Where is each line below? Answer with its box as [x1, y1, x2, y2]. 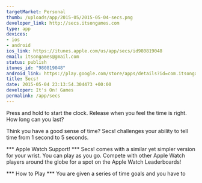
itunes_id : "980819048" [6, 64, 66, 71]
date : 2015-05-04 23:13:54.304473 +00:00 [6, 82, 112, 88]
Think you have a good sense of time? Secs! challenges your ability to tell [6, 127, 188, 134]
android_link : [6, 70, 42, 76]
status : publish [6, 59, 47, 65]
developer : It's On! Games [6, 87, 74, 93]
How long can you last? [6, 116, 64, 123]
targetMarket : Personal [6, 8, 66, 15]
